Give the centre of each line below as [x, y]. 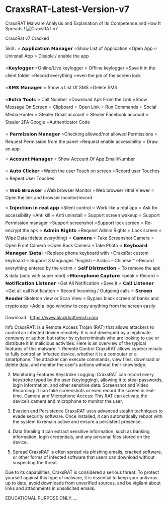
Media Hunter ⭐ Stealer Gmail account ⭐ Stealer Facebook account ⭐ [77, 114]
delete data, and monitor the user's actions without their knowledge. [76, 365]
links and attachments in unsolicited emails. [50, 488]
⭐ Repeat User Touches [30, 178]
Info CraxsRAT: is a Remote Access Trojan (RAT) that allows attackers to [80, 327]
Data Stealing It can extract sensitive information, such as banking [81, 431]
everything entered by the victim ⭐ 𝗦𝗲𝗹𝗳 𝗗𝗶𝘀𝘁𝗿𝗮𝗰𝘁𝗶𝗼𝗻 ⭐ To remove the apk [83, 268]
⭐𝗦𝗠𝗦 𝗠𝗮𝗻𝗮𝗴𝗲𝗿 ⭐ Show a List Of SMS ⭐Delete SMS [61, 87]
